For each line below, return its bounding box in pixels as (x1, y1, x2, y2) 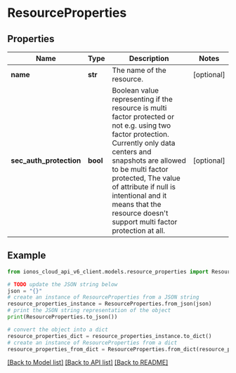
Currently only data (112, 138, 176, 148)
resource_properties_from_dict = (7, 346, 105, 353)
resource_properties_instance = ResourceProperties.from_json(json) (7, 300, 212, 308)
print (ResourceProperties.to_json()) (7, 313, 118, 320)
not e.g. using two (112, 121, 171, 130)
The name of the (112, 65, 166, 75)
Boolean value (112, 86, 159, 95)
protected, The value (112, 173, 181, 183)
